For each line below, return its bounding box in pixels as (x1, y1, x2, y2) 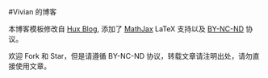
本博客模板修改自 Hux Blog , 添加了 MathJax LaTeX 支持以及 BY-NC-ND (8, 24, 245, 34)
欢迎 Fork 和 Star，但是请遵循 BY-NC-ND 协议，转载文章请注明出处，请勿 (8, 51, 253, 60)
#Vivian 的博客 (8, 7, 57, 16)
